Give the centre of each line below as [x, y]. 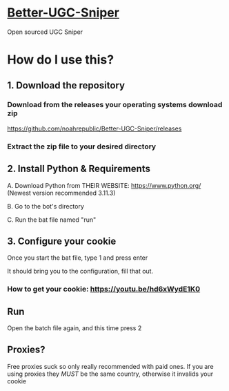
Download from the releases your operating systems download [115, 105]
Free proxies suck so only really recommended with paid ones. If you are [110, 366]
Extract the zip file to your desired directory [82, 146]
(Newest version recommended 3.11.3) [61, 193]
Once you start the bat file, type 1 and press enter [78, 258]
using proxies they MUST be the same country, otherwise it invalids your [110, 374]
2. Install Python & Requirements [79, 169]
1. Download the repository [66, 85]
